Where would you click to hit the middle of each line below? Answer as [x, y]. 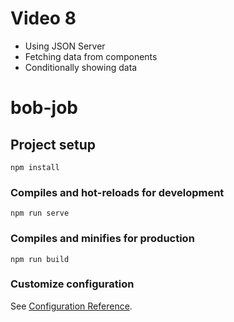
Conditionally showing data [81, 67]
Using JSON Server [65, 46]
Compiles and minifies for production [102, 239]
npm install [35, 167]
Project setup [53, 144]
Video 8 [43, 18]
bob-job [44, 108]
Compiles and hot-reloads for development [117, 192]
